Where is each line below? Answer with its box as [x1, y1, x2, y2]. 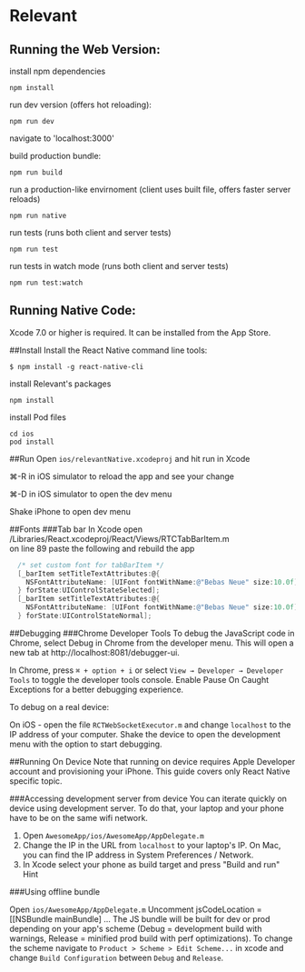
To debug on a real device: [9, 701, 110, 712]
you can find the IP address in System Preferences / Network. [22, 849, 254, 860]
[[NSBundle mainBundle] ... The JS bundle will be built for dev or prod [9, 913, 271, 924]
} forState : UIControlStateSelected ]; [17, 586, 161, 596]
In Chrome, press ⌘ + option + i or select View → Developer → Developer [9, 665, 284, 676]
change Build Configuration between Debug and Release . [9, 952, 224, 963]
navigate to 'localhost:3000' [9, 133, 115, 144]
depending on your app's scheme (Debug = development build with [9, 923, 262, 934]
